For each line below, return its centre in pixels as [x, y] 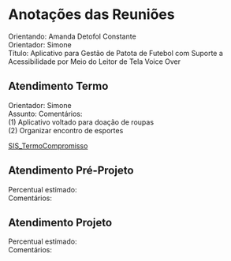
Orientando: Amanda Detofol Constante [72, 36]
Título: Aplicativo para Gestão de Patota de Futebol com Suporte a [115, 53]
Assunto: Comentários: [45, 114]
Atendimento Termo [58, 86]
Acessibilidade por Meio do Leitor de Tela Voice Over [95, 62]
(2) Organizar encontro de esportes [66, 130]
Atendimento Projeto [60, 222]
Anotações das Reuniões [91, 15]
